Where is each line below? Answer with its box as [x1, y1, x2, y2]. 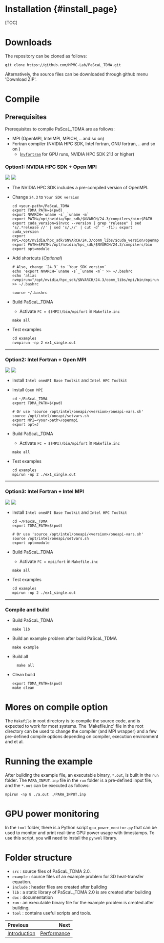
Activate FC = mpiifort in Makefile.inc [19, 558, 98, 564]
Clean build [12, 672, 35, 678]
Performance [40, 930, 70, 937]
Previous [7, 921, 29, 928]
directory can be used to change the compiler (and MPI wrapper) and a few [5, 728, 157, 734]
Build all [12, 654, 28, 660]
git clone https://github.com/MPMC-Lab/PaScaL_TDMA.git [5, 62, 121, 67]
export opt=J [12, 422, 39, 427]
